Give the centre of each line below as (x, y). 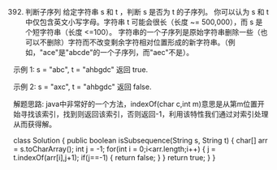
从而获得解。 (35, 124)
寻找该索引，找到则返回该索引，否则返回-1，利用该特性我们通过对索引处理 (144, 114)
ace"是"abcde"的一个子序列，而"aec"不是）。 (118, 52)
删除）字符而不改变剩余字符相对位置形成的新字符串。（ (137, 42)
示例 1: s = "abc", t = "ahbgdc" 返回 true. (81, 70)
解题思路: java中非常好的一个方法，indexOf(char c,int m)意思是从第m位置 (136, 104)
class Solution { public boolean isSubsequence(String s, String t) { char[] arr (141, 140)
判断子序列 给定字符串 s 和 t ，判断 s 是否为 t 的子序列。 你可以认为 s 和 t (147, 12)
